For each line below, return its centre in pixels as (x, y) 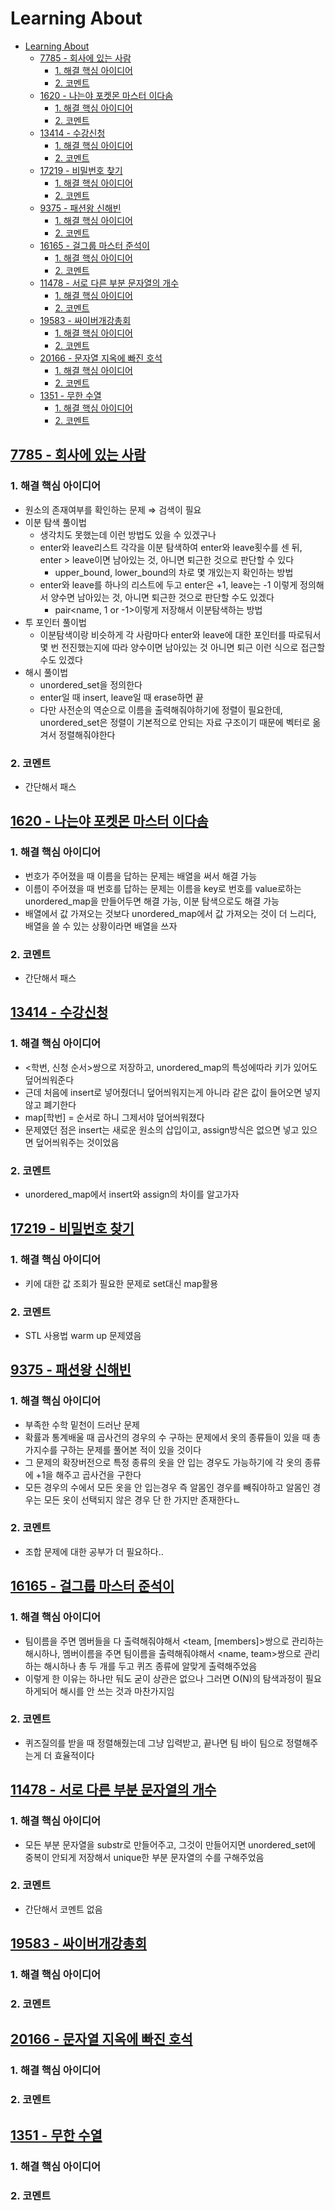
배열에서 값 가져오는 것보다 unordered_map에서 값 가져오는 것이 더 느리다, (170, 913)
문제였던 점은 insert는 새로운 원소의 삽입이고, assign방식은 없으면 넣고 (162, 1129)
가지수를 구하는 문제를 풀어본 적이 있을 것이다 (113, 1449)
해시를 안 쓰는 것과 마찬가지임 (117, 1691)
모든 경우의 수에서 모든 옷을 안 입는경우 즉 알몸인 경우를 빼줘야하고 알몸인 (167, 1487)
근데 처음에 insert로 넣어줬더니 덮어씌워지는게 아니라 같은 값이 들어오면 (163, 1092)
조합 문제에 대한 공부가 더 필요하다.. (94, 1551)
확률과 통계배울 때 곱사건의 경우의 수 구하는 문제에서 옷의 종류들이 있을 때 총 (173, 1437)
